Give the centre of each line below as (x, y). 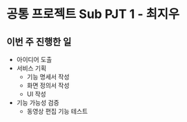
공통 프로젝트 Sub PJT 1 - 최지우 (93, 14)
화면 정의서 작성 (48, 85)
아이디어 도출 (34, 60)
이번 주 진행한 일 (39, 42)
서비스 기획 (31, 68)
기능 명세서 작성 (48, 77)
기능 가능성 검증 (38, 103)
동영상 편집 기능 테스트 (57, 111)
